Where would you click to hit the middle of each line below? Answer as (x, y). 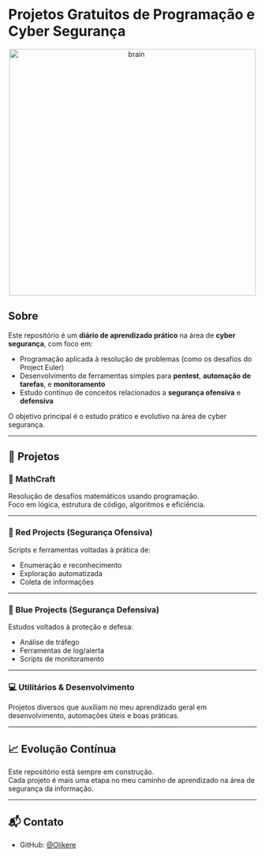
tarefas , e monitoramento (62, 384)
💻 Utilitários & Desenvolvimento (72, 687)
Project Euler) (42, 367)
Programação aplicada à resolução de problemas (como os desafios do (136, 359)
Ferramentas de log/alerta (62, 651)
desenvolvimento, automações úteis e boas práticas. (94, 716)
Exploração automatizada (61, 573)
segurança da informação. (51, 789)
